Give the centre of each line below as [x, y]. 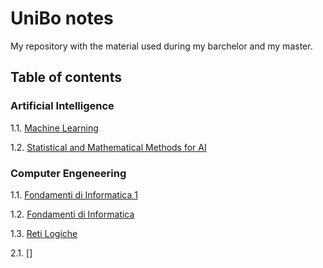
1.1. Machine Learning [54, 128]
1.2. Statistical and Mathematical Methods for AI [108, 147]
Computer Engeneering [68, 173]
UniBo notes [62, 18]
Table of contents [66, 77]
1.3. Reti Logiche [44, 233]
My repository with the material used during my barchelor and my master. [161, 46]
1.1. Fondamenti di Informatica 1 [74, 194]
